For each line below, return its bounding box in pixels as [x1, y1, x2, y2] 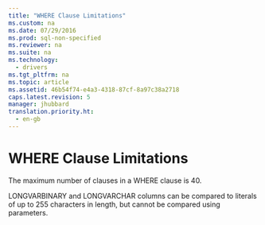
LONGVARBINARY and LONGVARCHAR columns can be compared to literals [8, 191, 257, 200]
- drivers [15, 64, 48, 72]
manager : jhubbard [8, 100, 69, 108]
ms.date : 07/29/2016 [8, 26, 77, 34]
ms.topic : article [8, 78, 69, 86]
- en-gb [15, 115, 41, 123]
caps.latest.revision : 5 [8, 93, 91, 101]
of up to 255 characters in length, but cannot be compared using [8, 200, 220, 209]
